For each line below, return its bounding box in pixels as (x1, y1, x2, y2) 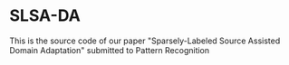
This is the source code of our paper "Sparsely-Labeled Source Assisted (9, 35, 281, 46)
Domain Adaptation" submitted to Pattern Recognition (9, 44, 210, 55)
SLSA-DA (9, 5, 82, 26)
